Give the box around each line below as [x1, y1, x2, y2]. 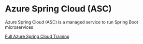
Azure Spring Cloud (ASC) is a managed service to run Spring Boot [5, 19, 139, 25]
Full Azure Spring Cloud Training [5, 33, 70, 39]
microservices [5, 24, 33, 30]
